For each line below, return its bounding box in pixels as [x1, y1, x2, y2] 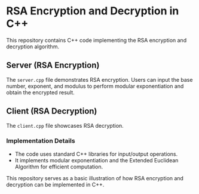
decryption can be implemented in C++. [6, 181, 105, 188]
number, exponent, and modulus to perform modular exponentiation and [6, 82, 184, 90]
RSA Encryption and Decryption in [6, 4, 179, 18]
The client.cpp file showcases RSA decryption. [6, 122, 124, 129]
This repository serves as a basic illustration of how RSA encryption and [6, 174, 184, 181]
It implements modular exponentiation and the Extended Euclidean [14, 156, 179, 164]
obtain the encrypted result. [6, 88, 75, 96]
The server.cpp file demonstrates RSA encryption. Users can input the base [6, 76, 193, 83]
